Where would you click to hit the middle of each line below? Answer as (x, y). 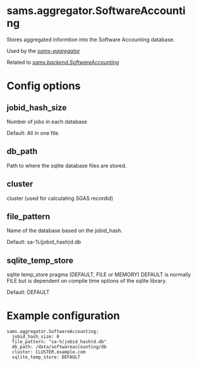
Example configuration (63, 316)
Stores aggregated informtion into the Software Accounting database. (91, 39)
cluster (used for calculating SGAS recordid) (60, 198)
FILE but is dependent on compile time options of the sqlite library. (87, 281)
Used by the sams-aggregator (43, 50)
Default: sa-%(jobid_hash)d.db (44, 242)
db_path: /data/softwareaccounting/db (60, 347)
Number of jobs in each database (47, 121)
